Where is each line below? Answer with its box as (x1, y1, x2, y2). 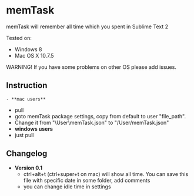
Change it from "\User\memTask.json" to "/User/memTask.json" (14, 119, 169, 126)
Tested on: (6, 34, 32, 41)
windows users (14, 125, 53, 132)
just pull (14, 131, 34, 138)
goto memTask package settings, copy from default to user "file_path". (14, 112, 186, 119)
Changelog (6, 148, 48, 159)
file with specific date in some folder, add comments (23, 177, 150, 184)
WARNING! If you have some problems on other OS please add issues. (6, 63, 176, 71)
